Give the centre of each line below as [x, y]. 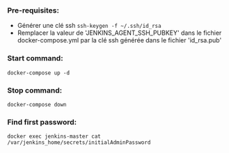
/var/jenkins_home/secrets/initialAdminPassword [79, 143]
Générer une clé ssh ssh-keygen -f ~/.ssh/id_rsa [89, 26]
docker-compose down [37, 104]
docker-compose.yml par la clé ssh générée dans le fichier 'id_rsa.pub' [119, 40]
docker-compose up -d [39, 73]
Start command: [35, 58]
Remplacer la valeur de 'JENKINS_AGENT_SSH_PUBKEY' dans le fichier [119, 33]
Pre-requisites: [33, 10]
